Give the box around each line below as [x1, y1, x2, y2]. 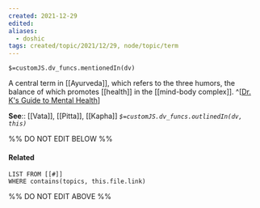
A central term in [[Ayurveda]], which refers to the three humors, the [8, 79, 236, 88]
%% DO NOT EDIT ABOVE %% [8, 192, 111, 202]
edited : [8, 19, 35, 28]
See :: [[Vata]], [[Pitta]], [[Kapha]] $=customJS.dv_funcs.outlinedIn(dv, [8, 111, 243, 121]
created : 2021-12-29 [8, 11, 78, 20]
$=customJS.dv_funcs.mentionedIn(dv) [8, 64, 136, 73]
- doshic [15, 34, 45, 43]
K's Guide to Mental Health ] [8, 96, 101, 105]
